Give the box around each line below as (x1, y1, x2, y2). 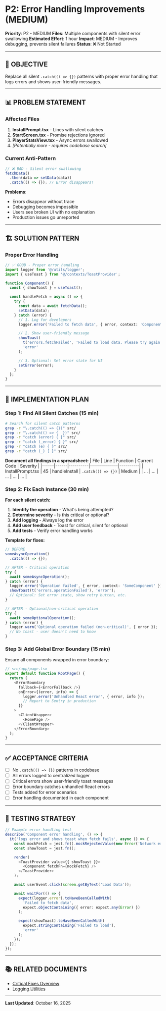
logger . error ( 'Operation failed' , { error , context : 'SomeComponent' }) (9, 584, 163, 588)
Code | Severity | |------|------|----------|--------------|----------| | (5, 463, 144, 469)
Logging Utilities (12, 986, 46, 992)
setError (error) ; (18, 363, 54, 368)
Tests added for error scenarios (12, 789, 77, 796)
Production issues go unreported (12, 214, 80, 220)
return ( (9, 676, 28, 681)
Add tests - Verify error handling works (12, 528, 93, 533)
